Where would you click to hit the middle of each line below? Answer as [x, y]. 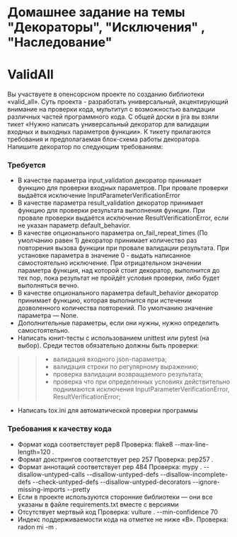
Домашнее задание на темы [96, 12]
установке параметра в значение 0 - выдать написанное [104, 256]
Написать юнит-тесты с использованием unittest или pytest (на [113, 338]
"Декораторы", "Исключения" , [106, 27]
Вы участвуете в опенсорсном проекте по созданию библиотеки [106, 94]
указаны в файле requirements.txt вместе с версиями [98, 504]
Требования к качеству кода [59, 429]
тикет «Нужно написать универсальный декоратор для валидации [108, 124]
